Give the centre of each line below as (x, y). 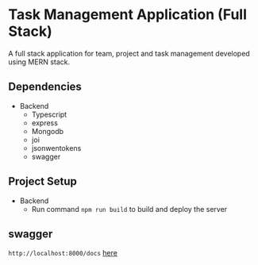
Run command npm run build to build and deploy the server (129, 209)
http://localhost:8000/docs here (63, 253)
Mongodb (48, 131)
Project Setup (43, 181)
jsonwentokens (56, 148)
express (44, 123)
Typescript (49, 114)
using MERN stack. (39, 62)
